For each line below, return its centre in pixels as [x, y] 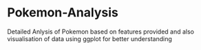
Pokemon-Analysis [63, 13]
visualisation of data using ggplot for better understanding [89, 38]
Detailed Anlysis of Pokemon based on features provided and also [101, 32]
